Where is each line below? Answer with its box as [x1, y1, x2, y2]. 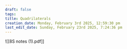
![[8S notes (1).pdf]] [5, 38, 45, 44]
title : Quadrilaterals [5, 16, 51, 21]
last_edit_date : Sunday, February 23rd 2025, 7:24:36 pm [5, 25, 123, 30]
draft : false [5, 7, 32, 12]
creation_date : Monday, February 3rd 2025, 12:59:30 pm [5, 20, 120, 26]
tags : [5, 12, 16, 16]
